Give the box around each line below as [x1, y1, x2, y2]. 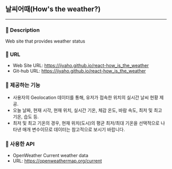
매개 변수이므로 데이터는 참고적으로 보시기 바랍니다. [22, 126, 125, 132]
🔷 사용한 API [5, 140, 35, 147]
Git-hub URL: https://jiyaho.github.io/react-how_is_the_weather [12, 68, 146, 74]
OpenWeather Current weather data [12, 153, 89, 158]
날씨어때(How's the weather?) [5, 5, 101, 14]
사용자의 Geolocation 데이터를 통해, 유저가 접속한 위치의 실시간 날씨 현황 [12, 94, 159, 100]
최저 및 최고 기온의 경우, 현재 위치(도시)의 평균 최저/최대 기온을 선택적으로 [12, 120, 160, 126]
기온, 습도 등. [12, 113, 39, 119]
